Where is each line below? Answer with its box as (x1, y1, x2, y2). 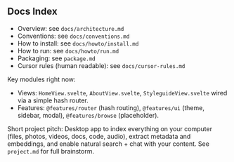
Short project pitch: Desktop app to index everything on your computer (7, 124, 213, 133)
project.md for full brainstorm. (7, 147, 95, 155)
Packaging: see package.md (17, 54, 96, 62)
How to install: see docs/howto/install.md (17, 39, 139, 48)
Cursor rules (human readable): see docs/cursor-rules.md (17, 61, 186, 69)
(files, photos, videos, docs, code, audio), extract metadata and (7, 132, 191, 140)
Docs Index (7, 6, 58, 18)
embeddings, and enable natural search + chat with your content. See (7, 140, 209, 148)
